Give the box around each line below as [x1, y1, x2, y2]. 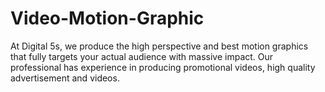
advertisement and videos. [10, 72, 120, 84]
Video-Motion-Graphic [10, 7, 205, 30]
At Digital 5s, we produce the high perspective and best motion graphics [10, 40, 309, 52]
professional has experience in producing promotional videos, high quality [10, 61, 316, 73]
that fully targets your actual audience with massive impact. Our [10, 50, 274, 62]
